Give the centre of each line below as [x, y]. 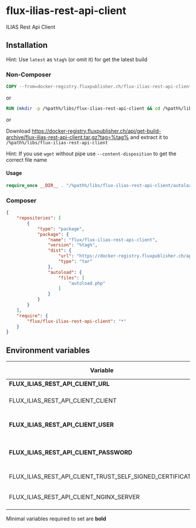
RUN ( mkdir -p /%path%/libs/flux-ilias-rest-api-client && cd [83, 108]
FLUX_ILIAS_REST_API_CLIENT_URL [59, 384]
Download [18, 131]
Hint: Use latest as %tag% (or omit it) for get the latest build [77, 59]
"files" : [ [71, 278]
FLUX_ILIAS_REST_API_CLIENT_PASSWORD [71, 453]
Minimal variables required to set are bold [56, 519]
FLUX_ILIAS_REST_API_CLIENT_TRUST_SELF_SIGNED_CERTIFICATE [102, 477]
